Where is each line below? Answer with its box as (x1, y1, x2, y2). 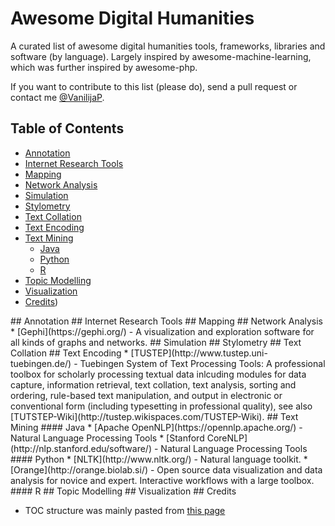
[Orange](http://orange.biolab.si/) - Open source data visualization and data (10, 463, 323, 476)
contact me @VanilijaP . (10, 91, 105, 103)
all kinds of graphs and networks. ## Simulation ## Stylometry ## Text (10, 336, 302, 348)
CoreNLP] (206, 432, 248, 444)
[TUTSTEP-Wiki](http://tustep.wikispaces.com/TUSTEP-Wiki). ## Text (10, 410, 299, 422)
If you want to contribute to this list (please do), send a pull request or (10, 80, 298, 92)
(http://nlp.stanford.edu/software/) (10, 442, 153, 454)
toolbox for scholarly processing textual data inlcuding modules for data (10, 368, 307, 380)
